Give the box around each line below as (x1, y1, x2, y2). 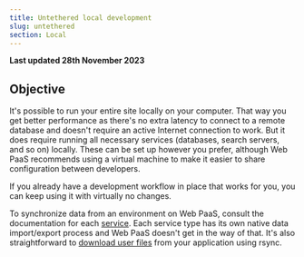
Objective (9, 81, 66, 96)
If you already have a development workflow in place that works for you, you (9, 181, 296, 192)
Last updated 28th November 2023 (9, 55, 145, 66)
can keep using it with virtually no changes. (9, 191, 172, 202)
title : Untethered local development (9, 13, 152, 23)
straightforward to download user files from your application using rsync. (9, 237, 283, 248)
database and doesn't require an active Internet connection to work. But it (9, 124, 286, 136)
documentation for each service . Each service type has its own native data (9, 218, 289, 229)
